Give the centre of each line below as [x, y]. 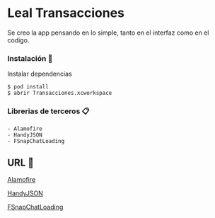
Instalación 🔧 [30, 58]
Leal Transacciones [66, 13]
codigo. [18, 40]
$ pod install [28, 87]
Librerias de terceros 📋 [48, 111]
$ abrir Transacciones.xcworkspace [60, 93]
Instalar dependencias [40, 74]
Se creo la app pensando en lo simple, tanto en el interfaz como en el [108, 33]
